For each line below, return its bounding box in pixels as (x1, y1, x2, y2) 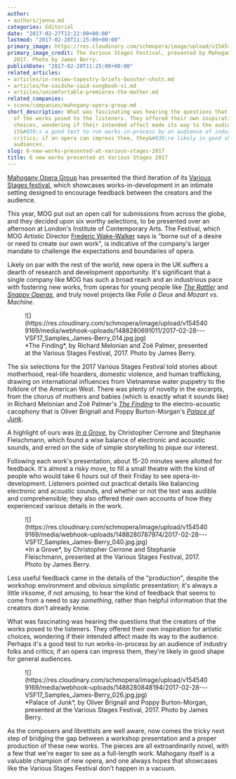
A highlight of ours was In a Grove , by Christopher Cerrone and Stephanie (7, 428, 221, 437)
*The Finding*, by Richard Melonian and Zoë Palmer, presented (25, 341, 209, 349)
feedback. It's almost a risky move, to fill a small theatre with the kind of (7, 464, 216, 472)
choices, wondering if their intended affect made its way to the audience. (7, 632, 219, 640)
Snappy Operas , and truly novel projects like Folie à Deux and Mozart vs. (7, 290, 219, 299)
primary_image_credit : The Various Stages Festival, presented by (7, 50, 206, 57)
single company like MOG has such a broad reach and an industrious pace (7, 275, 223, 283)
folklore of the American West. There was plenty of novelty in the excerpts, (7, 385, 225, 393)
